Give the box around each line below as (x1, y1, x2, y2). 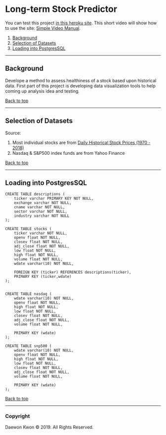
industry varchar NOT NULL (14, 213, 70, 219)
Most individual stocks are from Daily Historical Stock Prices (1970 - (12, 139, 151, 145)
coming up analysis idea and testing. (5, 88, 80, 94)
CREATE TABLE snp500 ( (5, 344, 52, 349)
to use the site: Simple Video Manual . (5, 25, 81, 31)
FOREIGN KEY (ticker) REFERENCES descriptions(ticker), (14, 270, 132, 275)
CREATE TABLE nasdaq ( (5, 292, 52, 297)
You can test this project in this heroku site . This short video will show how (5, 20, 157, 26)
